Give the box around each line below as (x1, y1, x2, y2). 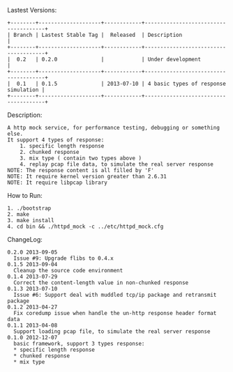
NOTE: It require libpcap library (7, 179, 108, 186)
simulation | (7, 86, 45, 93)
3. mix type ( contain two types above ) (20, 155, 142, 162)
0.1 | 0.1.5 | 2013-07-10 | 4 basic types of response (16, 80, 227, 87)
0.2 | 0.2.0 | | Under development (16, 56, 201, 63)
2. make (7, 211, 30, 218)
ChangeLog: (7, 235, 43, 243)
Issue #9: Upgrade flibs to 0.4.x (13, 255, 114, 262)
